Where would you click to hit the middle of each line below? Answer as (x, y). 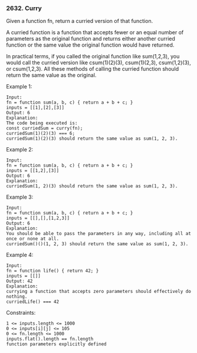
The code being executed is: (42, 123)
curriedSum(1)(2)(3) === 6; (41, 134)
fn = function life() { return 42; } (52, 271)
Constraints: (21, 313)
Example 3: (20, 197)
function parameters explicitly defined (57, 344)
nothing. (17, 297)
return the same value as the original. (51, 75)
